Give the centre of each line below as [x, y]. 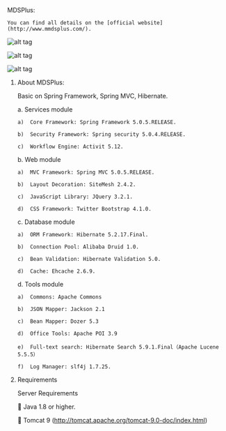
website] [151, 23]
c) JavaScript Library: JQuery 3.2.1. [75, 197]
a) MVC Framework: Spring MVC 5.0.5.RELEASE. [86, 172]
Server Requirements [48, 393]
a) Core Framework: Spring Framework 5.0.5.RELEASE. [97, 122]
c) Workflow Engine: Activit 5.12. [70, 146]
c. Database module [46, 222]
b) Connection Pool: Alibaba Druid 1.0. [78, 247]
